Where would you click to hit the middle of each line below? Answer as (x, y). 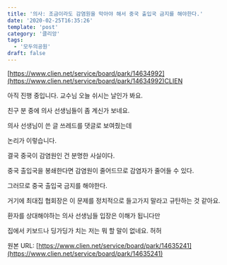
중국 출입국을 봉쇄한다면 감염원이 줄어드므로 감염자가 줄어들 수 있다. (101, 170)
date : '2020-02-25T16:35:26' (50, 20)
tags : (15, 40)
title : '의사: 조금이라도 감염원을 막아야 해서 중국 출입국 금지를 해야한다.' (105, 14)
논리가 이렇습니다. (32, 140)
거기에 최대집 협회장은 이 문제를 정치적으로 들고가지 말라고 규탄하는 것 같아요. (114, 200)
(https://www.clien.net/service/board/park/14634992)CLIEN (95, 81)
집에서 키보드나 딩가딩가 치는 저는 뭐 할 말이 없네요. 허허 (85, 230)
